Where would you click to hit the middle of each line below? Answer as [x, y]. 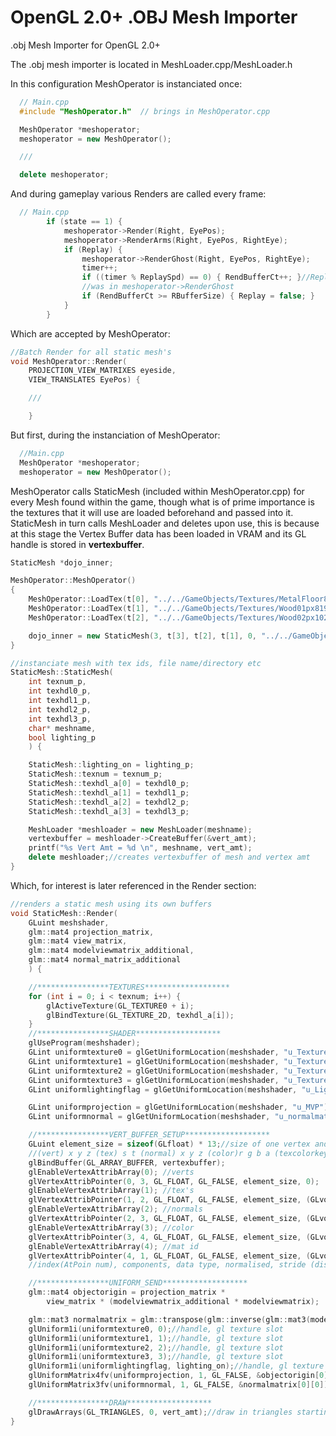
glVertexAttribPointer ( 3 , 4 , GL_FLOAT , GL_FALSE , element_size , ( [169, 1237]
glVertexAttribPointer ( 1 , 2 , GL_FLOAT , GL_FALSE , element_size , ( [169, 1200]
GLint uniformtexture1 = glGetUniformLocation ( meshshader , [154, 1061]
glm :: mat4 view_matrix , [78, 941]
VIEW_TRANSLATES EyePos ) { [84, 380]
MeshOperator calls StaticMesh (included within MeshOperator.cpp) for [157, 491]
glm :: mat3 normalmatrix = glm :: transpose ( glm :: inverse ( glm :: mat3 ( [169, 1319]
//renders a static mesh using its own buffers [111, 904]
